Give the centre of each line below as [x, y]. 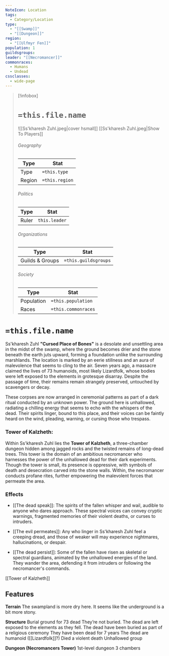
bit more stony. [21, 612]
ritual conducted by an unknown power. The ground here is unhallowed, [80, 403]
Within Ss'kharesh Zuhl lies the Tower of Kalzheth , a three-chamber [77, 443]
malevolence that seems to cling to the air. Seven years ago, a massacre [81, 365]
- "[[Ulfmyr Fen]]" [30, 43]
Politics [25, 194]
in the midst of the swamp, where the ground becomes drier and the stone [83, 349]
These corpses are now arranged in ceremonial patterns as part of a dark [82, 397]
